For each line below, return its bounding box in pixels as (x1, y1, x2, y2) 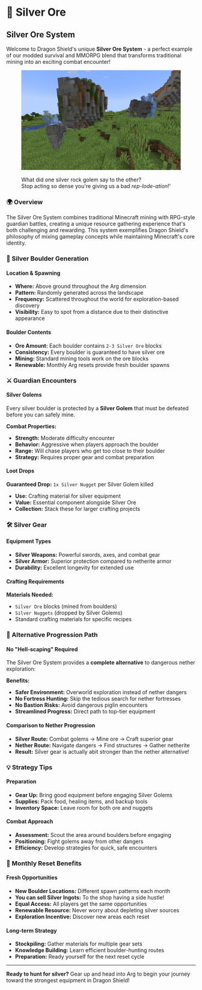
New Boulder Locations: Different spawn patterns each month (14, 888, 170, 895)
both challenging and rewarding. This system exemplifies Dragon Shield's (6, 227, 188, 234)
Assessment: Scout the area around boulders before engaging (14, 831, 171, 838)
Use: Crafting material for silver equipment (14, 492, 121, 500)
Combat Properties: (6, 422, 57, 430)
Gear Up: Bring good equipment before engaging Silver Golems (14, 791, 173, 798)
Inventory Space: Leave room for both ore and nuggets (14, 804, 153, 811)
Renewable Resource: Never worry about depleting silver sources (14, 907, 180, 914)
